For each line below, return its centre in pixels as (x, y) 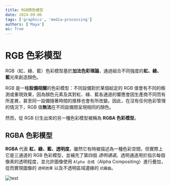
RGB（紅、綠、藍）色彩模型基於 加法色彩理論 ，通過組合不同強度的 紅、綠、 (83, 71)
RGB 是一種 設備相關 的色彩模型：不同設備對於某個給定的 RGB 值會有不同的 (83, 88)
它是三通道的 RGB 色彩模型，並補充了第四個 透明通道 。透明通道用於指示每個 (85, 155)
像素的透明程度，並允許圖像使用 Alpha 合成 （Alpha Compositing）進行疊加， (85, 162)
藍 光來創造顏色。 (23, 77)
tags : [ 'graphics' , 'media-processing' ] (49, 19)
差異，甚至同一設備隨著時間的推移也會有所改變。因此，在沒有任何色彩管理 (88, 101)
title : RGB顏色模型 (24, 10)
